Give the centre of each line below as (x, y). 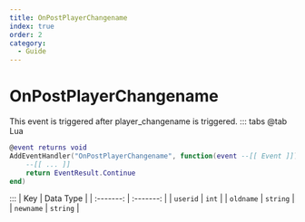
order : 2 (26, 34)
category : (28, 43)
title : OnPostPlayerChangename (69, 18)
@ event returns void (49, 148)
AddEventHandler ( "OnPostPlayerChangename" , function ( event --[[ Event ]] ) (154, 156)
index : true (32, 26)
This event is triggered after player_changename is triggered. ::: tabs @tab (148, 121)
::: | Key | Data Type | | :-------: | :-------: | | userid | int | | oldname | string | (152, 198)
